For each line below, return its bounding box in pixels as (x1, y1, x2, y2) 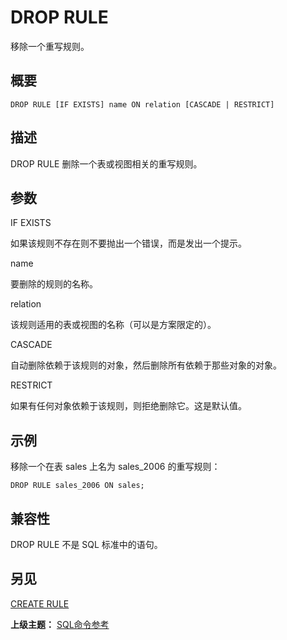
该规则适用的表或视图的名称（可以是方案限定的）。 (10, 319, 217, 331)
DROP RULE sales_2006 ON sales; (10, 481, 145, 491)
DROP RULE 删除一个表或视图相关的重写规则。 (10, 157, 203, 170)
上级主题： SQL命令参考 (10, 618, 110, 630)
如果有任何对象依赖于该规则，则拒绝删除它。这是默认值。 (10, 400, 247, 412)
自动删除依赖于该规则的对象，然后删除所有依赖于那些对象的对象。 (10, 359, 282, 371)
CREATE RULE (10, 597, 70, 610)
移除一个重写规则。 (10, 40, 90, 52)
